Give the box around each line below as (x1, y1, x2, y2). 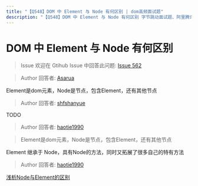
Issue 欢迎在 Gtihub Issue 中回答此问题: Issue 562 (20, 62, 142, 69)
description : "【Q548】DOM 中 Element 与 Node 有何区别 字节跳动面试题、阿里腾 (6, 14, 190, 20)
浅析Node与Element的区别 (6, 174, 70, 181)
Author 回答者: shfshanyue (20, 100, 85, 107)
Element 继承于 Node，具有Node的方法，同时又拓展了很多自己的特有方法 (6, 149, 184, 156)
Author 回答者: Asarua (20, 74, 75, 81)
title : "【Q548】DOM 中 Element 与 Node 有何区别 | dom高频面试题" (6, 8, 164, 15)
